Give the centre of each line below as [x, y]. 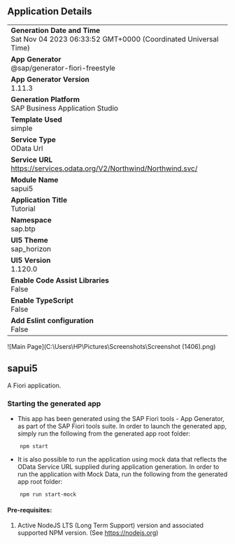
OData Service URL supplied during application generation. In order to [118, 466]
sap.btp [23, 229]
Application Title [39, 200]
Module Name [35, 180]
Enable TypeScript [42, 300]
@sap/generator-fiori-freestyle [63, 68]
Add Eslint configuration [52, 320]
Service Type [33, 139]
